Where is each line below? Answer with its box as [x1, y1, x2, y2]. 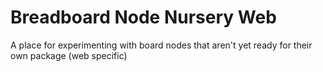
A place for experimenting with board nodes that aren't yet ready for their [10, 39, 313, 51]
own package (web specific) [10, 49, 128, 61]
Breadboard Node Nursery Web [10, 6, 277, 29]
